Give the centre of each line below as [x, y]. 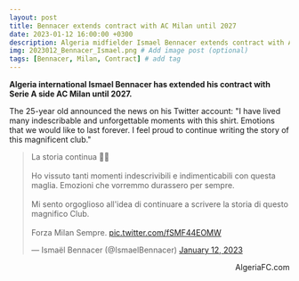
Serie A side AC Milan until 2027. [71, 94]
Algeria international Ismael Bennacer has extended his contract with [140, 84]
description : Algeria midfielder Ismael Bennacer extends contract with [147, 42]
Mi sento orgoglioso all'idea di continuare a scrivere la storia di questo [160, 204]
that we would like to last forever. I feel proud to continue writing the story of [149, 130]
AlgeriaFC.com [263, 267]
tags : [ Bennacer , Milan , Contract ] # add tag [95, 59]
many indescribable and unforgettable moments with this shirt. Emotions [142, 120]
